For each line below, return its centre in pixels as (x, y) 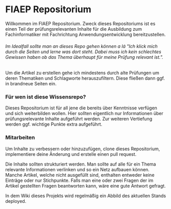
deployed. (16, 201)
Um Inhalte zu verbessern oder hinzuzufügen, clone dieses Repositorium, (83, 149)
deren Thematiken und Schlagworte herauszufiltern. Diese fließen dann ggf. (85, 78)
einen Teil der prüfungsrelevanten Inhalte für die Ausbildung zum (74, 29)
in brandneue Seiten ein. (31, 84)
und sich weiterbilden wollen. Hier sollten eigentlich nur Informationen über (84, 113)
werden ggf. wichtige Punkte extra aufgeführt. (54, 124)
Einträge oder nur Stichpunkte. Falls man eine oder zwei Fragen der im (79, 180)
